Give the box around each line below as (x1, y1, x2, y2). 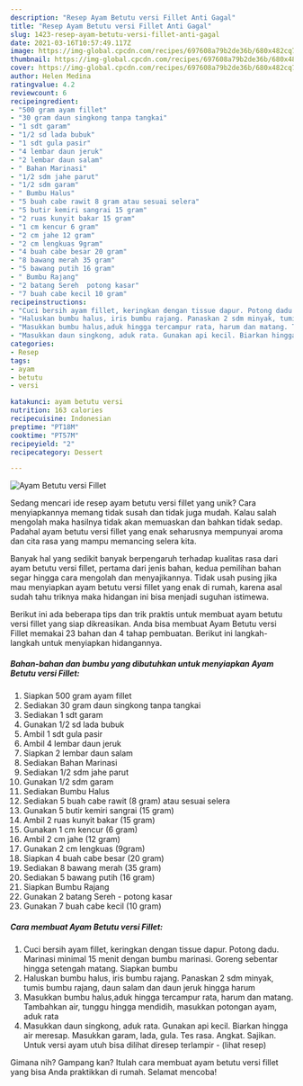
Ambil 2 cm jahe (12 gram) (22, 834, 120, 845)
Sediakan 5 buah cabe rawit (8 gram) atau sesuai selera (22, 795, 230, 806)
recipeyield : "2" (10, 439, 76, 448)
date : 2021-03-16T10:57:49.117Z (10, 38, 131, 48)
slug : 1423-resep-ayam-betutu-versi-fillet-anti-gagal (10, 30, 220, 39)
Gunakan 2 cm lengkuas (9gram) (22, 843, 146, 855)
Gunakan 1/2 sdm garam (22, 776, 114, 787)
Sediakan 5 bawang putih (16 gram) (22, 872, 156, 883)
